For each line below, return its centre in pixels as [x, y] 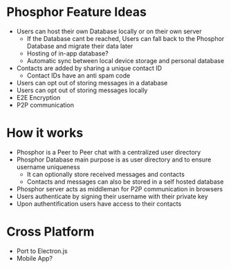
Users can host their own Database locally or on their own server [109, 31]
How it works [45, 133]
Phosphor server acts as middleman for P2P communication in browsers [119, 189]
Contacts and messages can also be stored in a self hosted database [125, 182]
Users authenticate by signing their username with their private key [112, 196]
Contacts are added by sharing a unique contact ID [89, 68]
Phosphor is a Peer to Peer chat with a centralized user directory [109, 152]
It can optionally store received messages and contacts [105, 174]
